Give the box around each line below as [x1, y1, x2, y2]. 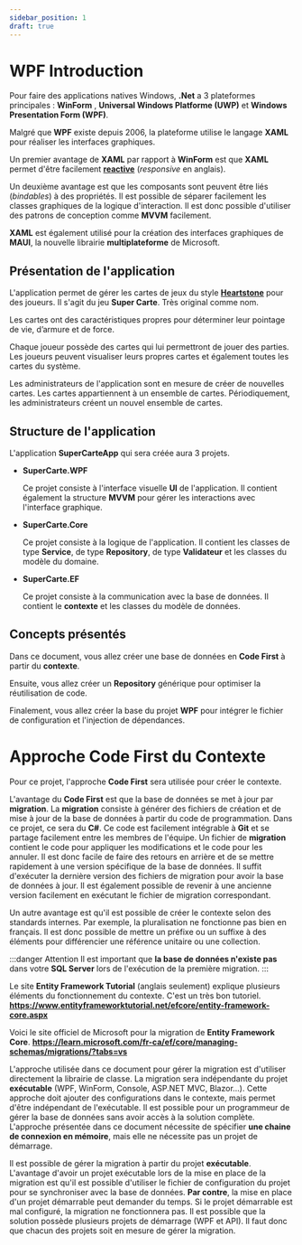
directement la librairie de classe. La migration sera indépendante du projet [9, 1072, 288, 1084]
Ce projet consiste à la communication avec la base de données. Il [22, 591, 269, 602]
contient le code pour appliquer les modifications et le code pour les [9, 841, 263, 852]
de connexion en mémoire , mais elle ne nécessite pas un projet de [9, 1130, 259, 1141]
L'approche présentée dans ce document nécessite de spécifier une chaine [9, 1121, 291, 1132]
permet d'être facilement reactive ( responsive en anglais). [9, 164, 226, 174]
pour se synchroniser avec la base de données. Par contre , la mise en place [9, 1186, 293, 1197]
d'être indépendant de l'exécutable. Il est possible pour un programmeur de [9, 1101, 290, 1112]
